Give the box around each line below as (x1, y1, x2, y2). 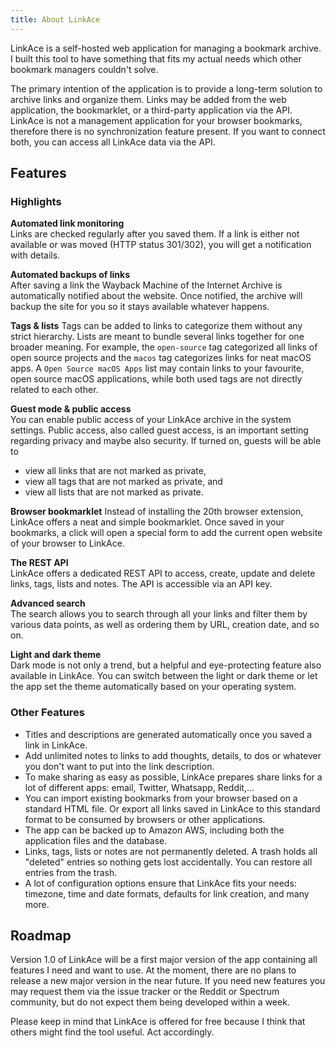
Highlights (10, 194, 62, 208)
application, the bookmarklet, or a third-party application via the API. (10, 104, 293, 116)
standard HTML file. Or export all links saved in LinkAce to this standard (24, 802, 321, 815)
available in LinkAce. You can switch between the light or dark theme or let (10, 670, 318, 682)
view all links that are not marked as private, (24, 465, 207, 477)
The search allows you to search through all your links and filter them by (10, 608, 308, 620)
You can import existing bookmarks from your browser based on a (24, 792, 298, 804)
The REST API (10, 557, 69, 569)
